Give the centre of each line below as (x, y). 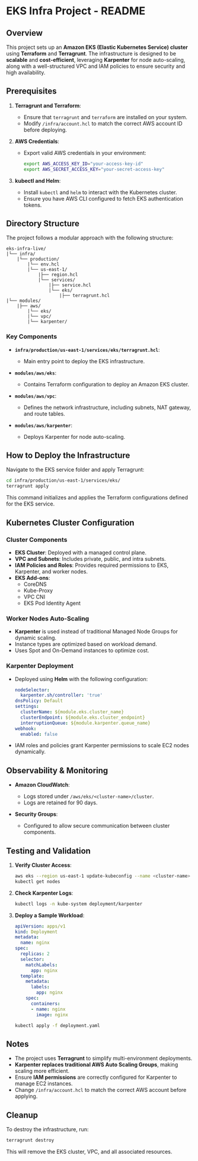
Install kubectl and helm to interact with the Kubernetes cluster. (100, 192)
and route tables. (44, 413)
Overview (25, 33)
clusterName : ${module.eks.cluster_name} (72, 712)
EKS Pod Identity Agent (52, 603)
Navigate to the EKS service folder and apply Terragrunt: (75, 470)
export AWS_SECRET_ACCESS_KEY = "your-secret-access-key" (94, 169)
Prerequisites (31, 91)
